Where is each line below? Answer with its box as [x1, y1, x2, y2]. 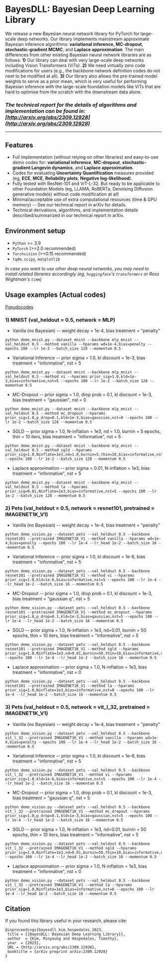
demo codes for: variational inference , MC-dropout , [12, 160, 121, 166]
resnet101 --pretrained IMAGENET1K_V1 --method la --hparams [5, 683, 135, 689]
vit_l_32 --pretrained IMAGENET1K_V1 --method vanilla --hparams [5, 735, 143, 740]
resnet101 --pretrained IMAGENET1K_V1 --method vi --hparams [5, 573, 135, 578]
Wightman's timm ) [5, 276, 42, 282]
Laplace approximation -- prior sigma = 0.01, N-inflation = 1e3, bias [12, 465, 150, 471]
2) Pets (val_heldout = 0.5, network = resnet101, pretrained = [5, 505, 155, 512]
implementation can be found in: [5, 107, 86, 114]
